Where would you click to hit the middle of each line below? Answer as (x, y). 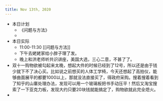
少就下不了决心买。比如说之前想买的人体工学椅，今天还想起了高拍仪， (82, 71)
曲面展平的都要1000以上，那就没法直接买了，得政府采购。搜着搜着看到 (87, 77)
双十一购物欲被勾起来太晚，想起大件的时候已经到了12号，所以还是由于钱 (85, 65)
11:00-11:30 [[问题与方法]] (45, 47)
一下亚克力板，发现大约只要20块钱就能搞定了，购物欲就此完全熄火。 (90, 89)
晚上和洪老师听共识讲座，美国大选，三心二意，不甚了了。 (77, 59)
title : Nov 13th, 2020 (28, 9)
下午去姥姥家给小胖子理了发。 (49, 53)
